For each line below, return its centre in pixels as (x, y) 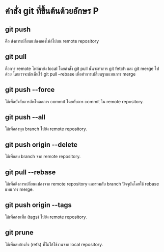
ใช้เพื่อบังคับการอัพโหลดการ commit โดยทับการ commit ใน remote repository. (74, 101)
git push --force (30, 90)
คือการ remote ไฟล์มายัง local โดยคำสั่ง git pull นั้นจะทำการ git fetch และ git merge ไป (82, 69)
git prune (19, 233)
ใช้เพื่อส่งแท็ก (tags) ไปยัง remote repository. (46, 217)
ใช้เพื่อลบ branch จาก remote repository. (43, 157)
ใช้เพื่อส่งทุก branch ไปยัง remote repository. (46, 129)
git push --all (25, 117)
